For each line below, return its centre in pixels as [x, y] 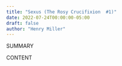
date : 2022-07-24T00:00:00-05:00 [48, 18]
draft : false [23, 23]
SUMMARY [20, 46]
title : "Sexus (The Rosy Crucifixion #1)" [62, 12]
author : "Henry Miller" [36, 29]
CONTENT [19, 58]
